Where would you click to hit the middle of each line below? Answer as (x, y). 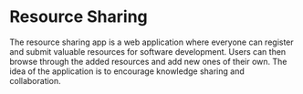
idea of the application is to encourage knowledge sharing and (127, 71)
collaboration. (35, 80)
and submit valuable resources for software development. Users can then (148, 51)
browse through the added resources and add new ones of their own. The (148, 61)
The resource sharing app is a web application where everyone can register (151, 42)
